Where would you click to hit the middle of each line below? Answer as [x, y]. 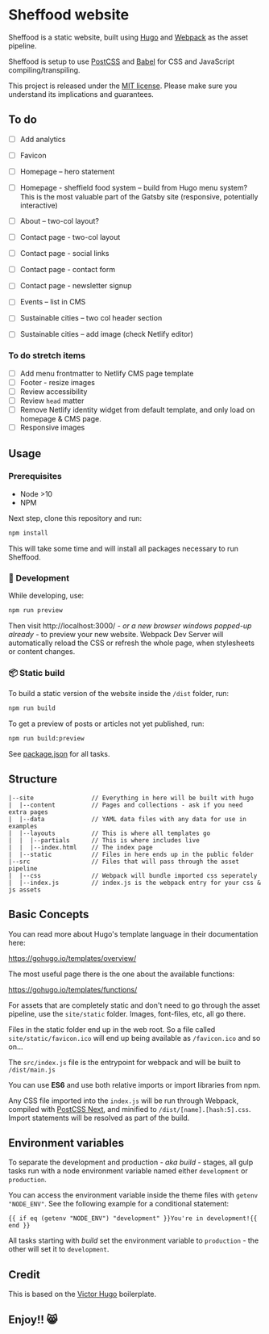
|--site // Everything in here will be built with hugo [131, 798]
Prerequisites [35, 476]
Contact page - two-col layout [70, 237]
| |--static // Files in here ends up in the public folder [131, 854]
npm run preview [35, 610]
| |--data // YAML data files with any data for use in [128, 819]
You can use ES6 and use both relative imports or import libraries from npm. [134, 1084]
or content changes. [42, 651]
